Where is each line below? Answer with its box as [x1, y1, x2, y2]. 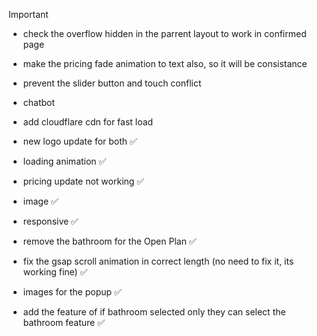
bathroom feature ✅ [22, 317, 106, 328]
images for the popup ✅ [22, 286, 122, 298]
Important [8, 9, 49, 20]
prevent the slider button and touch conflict [22, 77, 202, 89]
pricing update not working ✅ [22, 175, 145, 187]
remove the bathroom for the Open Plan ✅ [22, 235, 197, 247]
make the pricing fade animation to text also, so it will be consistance [22, 58, 308, 69]
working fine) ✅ [22, 266, 88, 278]
